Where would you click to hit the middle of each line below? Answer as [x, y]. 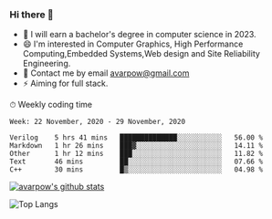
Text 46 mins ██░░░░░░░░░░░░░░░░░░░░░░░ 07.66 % [136, 162]
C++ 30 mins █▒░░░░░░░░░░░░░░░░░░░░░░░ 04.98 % [136, 170]
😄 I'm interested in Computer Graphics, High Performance [133, 44]
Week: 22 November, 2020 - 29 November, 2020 [97, 122]
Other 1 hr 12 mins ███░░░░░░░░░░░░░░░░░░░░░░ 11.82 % [136, 154]
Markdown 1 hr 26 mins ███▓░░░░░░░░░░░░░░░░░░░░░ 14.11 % [136, 146]
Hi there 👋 [32, 15]
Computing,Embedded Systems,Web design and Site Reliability [141, 54]
